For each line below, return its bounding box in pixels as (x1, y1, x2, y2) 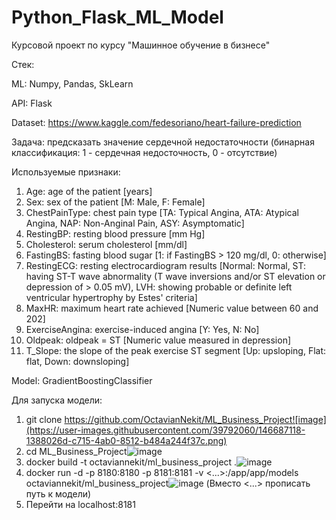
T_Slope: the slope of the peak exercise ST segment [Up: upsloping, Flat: (25, 344, 327, 356)
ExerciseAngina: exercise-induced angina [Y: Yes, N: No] (25, 323, 260, 335)
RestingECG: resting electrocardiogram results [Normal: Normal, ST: (25, 259, 307, 271)
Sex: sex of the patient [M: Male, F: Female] (25, 196, 206, 208)
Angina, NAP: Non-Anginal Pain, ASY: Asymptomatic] (25, 217, 245, 229)
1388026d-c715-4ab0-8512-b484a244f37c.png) (25, 434, 228, 446)
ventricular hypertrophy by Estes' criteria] (25, 291, 198, 303)
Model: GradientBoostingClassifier (11, 374, 153, 386)
